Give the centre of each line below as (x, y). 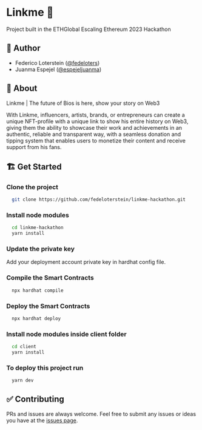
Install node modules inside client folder (66, 334)
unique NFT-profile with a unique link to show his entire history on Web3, (97, 121)
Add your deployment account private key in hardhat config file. (86, 262)
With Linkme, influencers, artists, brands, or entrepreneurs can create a (96, 115)
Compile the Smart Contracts (50, 278)
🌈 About (22, 88)
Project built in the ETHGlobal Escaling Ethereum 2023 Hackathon (89, 29)
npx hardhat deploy (36, 318)
